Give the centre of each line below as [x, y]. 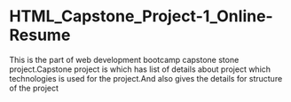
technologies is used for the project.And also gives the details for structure [146, 78]
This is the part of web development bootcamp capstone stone [124, 59]
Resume [40, 35]
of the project [34, 88]
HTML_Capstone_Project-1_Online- [141, 16]
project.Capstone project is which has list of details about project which [140, 69]
